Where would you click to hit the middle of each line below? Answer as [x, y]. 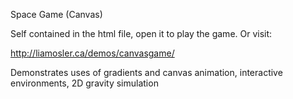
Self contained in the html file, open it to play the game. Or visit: [141, 33]
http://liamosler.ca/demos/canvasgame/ [92, 53]
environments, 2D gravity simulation [84, 83]
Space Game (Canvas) [56, 14]
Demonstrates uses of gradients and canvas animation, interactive [146, 72]
